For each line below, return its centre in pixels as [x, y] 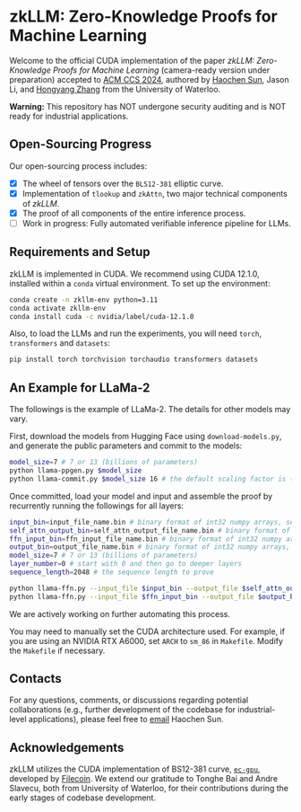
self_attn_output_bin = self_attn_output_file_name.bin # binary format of [150, 530]
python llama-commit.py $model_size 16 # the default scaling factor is [148, 479]
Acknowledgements [67, 747]
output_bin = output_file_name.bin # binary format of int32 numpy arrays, [150, 547]
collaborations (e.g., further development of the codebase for [122, 710]
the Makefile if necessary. [57, 650]
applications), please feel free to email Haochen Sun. [126, 719]
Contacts [36, 679]
